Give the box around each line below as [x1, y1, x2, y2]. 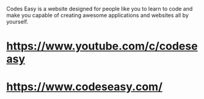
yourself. [6, 18, 29, 25]
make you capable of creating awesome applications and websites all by [6, 12, 189, 19]
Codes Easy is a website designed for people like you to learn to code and [6, 5, 193, 12]
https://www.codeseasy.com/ [6, 80, 163, 94]
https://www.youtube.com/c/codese [6, 39, 198, 53]
